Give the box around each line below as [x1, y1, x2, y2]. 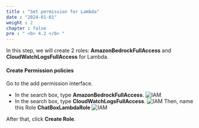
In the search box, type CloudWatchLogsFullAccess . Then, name [14, 98, 194, 105]
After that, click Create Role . [6, 116, 76, 123]
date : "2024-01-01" [6, 14, 58, 20]
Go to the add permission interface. [6, 80, 93, 87]
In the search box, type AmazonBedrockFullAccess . [14, 91, 144, 98]
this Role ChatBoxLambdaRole [14, 104, 91, 111]
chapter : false [6, 25, 46, 31]
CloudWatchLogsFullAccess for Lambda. [6, 53, 109, 60]
